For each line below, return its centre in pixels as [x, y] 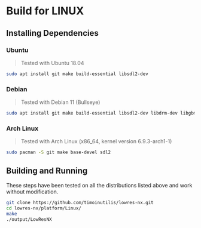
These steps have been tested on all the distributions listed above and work [99, 185]
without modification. [32, 192]
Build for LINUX [45, 11]
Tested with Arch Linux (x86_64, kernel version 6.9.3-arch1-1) [96, 141]
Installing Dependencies [52, 33]
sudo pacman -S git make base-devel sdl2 [59, 152]
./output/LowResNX [29, 219]
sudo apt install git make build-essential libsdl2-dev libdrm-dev [92, 113]
